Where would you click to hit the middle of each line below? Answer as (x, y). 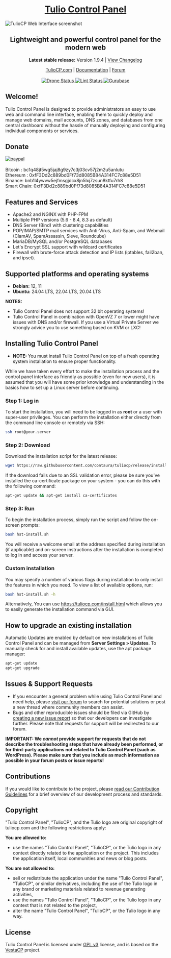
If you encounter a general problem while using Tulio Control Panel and (87, 696)
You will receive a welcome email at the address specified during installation (85, 544)
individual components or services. (42, 131)
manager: (15, 654)
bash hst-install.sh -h (31, 594)
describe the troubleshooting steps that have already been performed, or (84, 744)
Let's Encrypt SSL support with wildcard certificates (67, 247)
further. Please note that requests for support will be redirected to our (85, 723)
